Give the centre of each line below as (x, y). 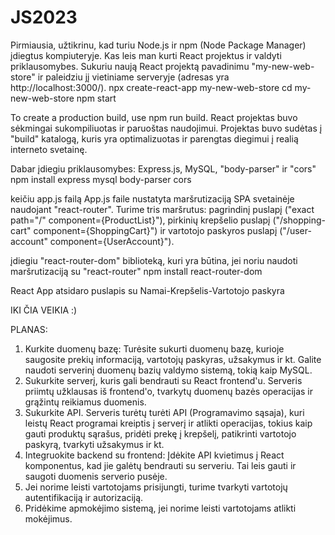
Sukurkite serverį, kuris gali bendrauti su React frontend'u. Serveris (163, 380)
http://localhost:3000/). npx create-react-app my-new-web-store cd (151, 87)
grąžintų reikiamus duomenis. (85, 402)
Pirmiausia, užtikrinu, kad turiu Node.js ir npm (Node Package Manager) (158, 45)
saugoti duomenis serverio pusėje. (96, 476)
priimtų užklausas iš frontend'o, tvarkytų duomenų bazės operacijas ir (169, 391)
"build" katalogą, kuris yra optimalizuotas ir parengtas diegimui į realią (154, 138)
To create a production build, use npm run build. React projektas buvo (154, 117)
